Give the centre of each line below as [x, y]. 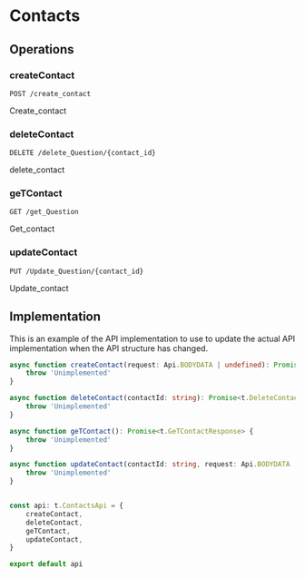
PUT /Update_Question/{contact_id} [77, 271]
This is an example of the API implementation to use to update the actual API [152, 338]
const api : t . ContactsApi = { [67, 506]
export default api [46, 564]
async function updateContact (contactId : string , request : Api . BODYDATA [150, 465]
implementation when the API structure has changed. [109, 348]
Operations [42, 49]
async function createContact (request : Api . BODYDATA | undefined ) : [140, 365]
